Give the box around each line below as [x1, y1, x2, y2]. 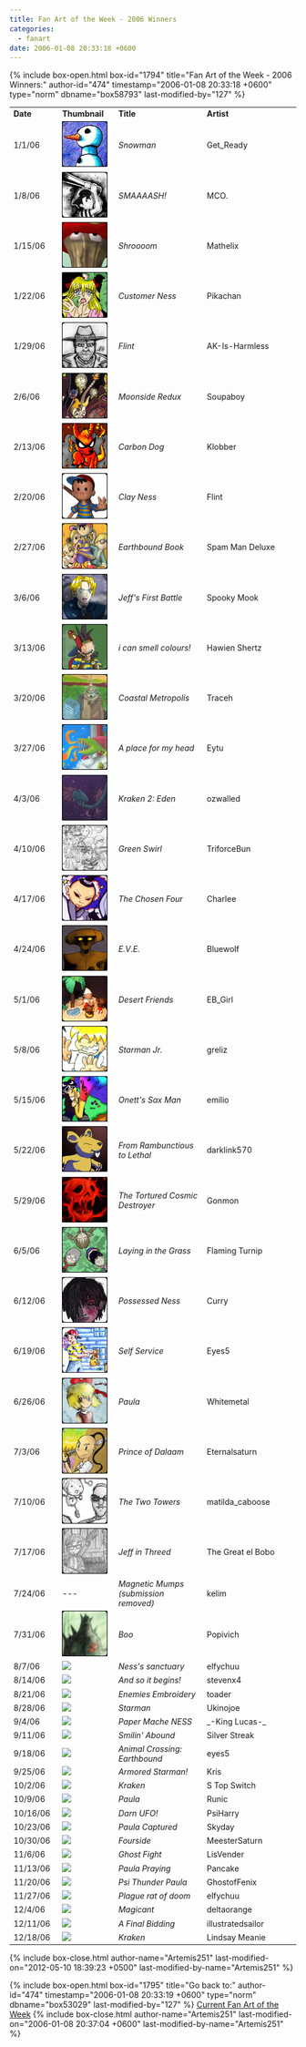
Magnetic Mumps [117, 1578, 185, 1589]
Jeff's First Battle [117, 592, 183, 603]
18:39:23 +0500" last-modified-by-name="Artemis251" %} [73, 1962, 294, 1973]
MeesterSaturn [206, 1836, 263, 1846]
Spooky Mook [206, 592, 260, 603]
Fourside [117, 1836, 152, 1846]
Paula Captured [117, 1821, 178, 1832]
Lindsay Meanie [206, 1931, 266, 1942]
